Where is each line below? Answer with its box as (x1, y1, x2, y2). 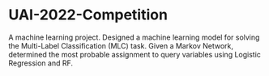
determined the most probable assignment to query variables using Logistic (8, 49, 262, 59)
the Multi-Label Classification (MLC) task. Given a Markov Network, (8, 40, 233, 50)
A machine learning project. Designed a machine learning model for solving (8, 32, 260, 42)
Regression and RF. (8, 58, 74, 68)
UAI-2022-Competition (8, 6, 169, 24)
